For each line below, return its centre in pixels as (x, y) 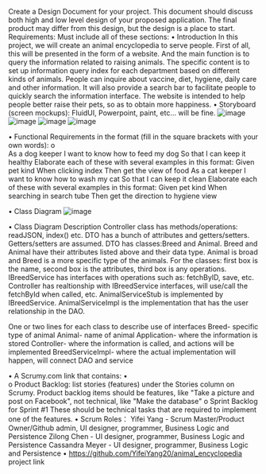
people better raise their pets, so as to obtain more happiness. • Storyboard (132, 104)
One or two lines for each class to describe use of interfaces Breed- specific (133, 326)
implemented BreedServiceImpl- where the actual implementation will (122, 352)
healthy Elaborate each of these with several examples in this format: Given (131, 162)
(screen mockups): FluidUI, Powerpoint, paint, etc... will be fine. (112, 113)
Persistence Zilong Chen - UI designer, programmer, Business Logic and (126, 436)
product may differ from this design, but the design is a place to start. (122, 28)
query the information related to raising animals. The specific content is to (129, 62)
